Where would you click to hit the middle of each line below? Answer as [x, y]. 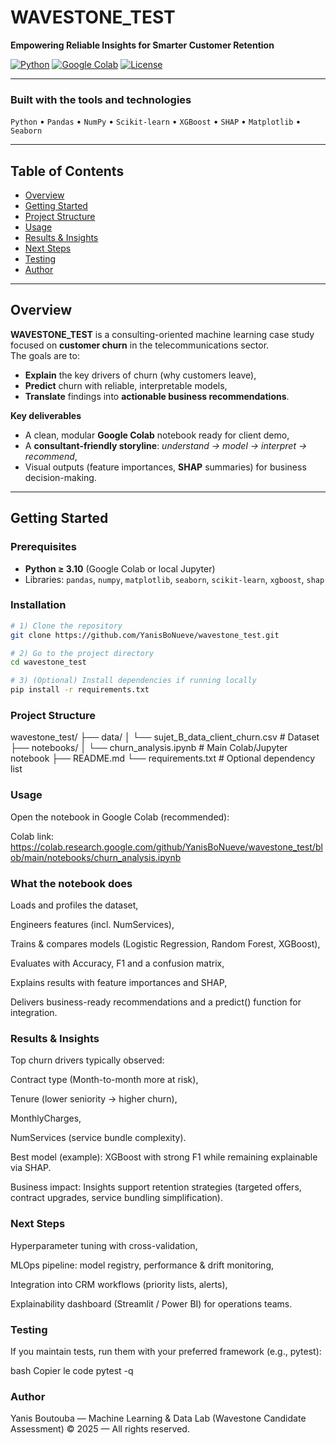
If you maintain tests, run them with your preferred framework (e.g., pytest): [166, 1351]
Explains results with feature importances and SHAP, [119, 982]
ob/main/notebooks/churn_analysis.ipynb [96, 857]
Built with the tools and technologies [101, 99]
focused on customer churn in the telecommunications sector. [140, 345]
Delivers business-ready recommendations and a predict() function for [156, 1002]
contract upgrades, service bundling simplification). [116, 1198]
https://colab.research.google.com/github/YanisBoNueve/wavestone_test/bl [166, 847]
